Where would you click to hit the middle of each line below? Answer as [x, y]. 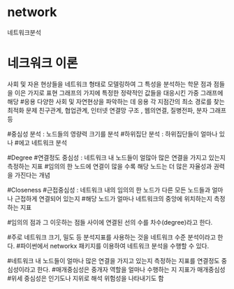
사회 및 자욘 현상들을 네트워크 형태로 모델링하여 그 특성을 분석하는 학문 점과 [110, 84]
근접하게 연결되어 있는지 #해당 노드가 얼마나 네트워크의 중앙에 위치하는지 [114, 198]
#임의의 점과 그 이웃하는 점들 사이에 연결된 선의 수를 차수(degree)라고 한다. [110, 222]
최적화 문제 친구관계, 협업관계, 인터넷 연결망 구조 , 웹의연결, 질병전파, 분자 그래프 [117, 110]
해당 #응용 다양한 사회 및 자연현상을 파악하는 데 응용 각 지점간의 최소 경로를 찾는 [116, 101]
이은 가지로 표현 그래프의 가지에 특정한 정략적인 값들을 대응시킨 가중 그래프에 [119, 92]
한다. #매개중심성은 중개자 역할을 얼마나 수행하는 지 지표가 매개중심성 [131, 269]
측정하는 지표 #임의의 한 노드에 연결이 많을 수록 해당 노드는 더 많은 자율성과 [110, 166]
